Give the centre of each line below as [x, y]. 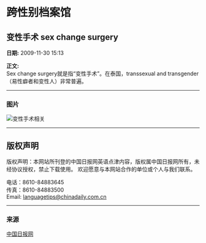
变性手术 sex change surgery [62, 37]
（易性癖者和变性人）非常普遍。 [47, 81]
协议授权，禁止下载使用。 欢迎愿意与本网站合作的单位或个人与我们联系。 [104, 170]
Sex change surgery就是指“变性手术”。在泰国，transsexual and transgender [103, 73]
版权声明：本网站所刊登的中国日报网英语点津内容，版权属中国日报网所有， [100, 162]
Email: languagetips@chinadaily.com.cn [57, 197]
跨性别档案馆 [39, 13]
